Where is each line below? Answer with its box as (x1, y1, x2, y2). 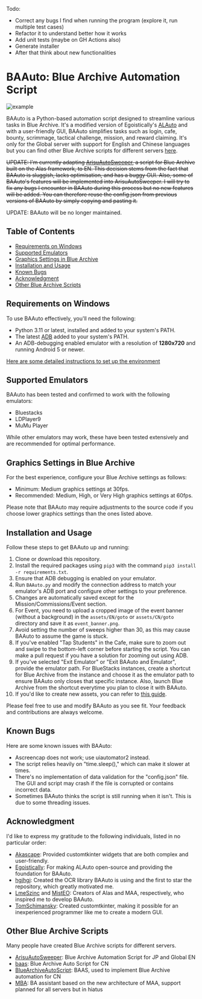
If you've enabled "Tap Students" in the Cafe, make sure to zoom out (14, 639, 186, 646)
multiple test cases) (14, 24, 65, 30)
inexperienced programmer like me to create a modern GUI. (14, 908, 163, 915)
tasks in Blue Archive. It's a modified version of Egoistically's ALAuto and (6, 121, 188, 128)
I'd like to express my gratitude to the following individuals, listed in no (6, 832, 181, 840)
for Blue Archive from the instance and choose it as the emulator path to (14, 671, 195, 678)
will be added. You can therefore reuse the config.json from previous (6, 191, 177, 198)
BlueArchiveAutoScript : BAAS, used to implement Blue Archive (14, 966, 171, 974)
